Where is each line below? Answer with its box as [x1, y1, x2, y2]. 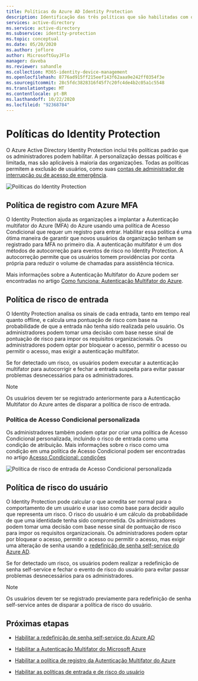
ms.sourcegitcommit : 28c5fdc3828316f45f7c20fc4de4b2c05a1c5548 [6, 80, 165, 86]
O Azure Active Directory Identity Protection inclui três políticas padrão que [6, 147, 189, 154]
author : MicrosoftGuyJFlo [6, 52, 70, 58]
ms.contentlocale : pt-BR [6, 91, 67, 97]
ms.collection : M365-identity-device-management [6, 69, 128, 75]
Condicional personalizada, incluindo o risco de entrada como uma [6, 435, 169, 442]
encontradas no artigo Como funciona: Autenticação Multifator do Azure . [6, 278, 184, 285]
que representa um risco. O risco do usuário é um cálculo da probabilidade [6, 511, 189, 518]
